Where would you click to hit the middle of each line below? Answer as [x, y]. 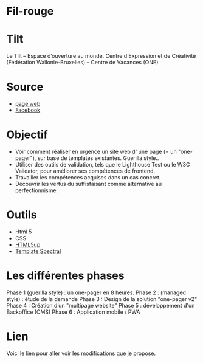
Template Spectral [38, 251]
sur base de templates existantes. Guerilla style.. [98, 158]
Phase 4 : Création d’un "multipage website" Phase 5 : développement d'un [101, 305]
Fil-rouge [30, 11]
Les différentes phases [65, 276]
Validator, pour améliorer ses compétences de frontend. [85, 171]
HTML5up [28, 244]
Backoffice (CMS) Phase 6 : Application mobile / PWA [74, 312]
